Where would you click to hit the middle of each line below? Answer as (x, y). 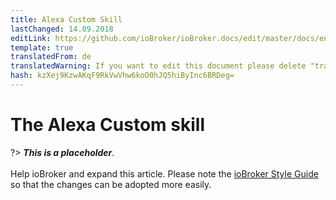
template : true (42, 47)
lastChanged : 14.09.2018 (62, 29)
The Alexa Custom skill (107, 125)
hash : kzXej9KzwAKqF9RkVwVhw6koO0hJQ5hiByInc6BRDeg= (122, 76)
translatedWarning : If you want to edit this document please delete (158, 66)
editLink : (31, 38)
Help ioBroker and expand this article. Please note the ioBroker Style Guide (164, 173)
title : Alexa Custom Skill (66, 19)
